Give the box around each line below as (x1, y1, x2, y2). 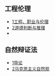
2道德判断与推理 (11, 25, 46, 30)
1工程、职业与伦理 (11, 19, 49, 25)
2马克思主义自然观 (11, 66, 50, 72)
